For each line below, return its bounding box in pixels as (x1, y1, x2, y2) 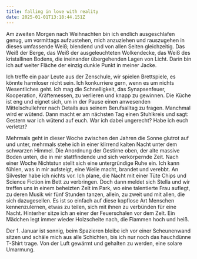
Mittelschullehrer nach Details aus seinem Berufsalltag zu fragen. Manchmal (6, 104, 191, 111)
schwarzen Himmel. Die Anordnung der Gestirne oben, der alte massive (6, 147, 181, 154)
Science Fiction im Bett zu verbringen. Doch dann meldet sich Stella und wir (6, 178, 191, 185)
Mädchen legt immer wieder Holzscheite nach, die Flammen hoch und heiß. (6, 215, 189, 223)
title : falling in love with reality (6, 8, 99, 15)
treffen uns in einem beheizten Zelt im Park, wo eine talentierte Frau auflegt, (6, 184, 191, 191)
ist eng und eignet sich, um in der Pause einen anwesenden (6, 98, 151, 105)
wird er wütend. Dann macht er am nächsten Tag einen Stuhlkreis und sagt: (6, 110, 189, 118)
